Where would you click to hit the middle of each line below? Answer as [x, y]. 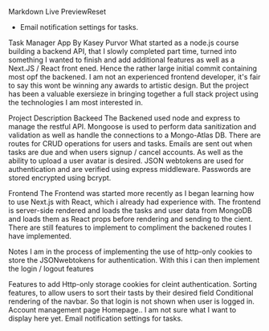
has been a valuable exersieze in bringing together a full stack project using [133, 94]
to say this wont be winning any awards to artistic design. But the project [128, 85]
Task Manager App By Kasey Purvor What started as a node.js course [124, 43]
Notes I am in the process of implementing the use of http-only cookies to [130, 251]
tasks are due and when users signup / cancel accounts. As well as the [126, 152]
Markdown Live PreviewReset [57, 12]
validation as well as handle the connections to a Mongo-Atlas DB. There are [134, 135]
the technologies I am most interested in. [75, 102]
